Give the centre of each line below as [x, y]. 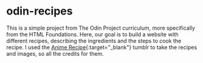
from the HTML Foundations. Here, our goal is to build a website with [93, 34]
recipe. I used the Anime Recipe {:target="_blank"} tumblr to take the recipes [102, 47]
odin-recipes [40, 11]
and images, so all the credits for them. [55, 53]
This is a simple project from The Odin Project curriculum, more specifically [101, 28]
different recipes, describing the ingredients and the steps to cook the [94, 41]
